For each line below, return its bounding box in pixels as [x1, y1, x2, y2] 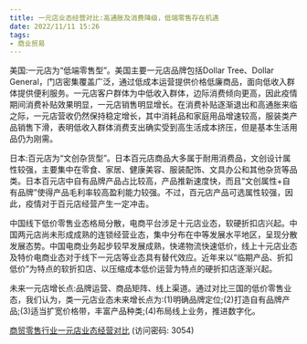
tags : [9, 30, 30, 39]
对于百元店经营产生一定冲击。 [40, 198, 153, 210]
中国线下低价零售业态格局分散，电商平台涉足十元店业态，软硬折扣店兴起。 [9, 218, 290, 229]
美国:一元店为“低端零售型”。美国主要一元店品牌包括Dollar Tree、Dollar [9, 65, 274, 76]
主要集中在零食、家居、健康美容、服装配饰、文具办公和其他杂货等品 [40, 164, 298, 175]
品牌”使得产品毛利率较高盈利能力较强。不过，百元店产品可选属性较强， [16, 187, 286, 198]
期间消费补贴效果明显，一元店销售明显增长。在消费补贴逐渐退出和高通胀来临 [9, 99, 298, 110]
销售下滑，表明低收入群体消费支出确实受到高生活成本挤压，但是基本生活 [16, 122, 290, 133]
